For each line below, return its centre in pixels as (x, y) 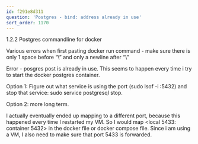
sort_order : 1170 (28, 23)
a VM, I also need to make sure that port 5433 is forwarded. (79, 135)
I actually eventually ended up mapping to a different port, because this (93, 116)
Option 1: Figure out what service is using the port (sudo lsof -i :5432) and (97, 87)
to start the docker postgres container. (53, 75)
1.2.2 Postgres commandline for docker (54, 40)
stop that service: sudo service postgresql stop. (65, 93)
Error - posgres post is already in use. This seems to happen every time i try (99, 69)
